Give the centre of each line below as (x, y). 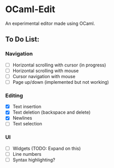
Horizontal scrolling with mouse (46, 71)
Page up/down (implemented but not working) (61, 82)
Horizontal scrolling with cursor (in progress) (59, 65)
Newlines (22, 118)
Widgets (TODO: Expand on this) (47, 148)
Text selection (27, 124)
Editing (14, 95)
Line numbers (27, 154)
